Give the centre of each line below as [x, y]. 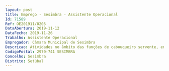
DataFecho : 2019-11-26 [29, 33]
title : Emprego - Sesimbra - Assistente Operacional [62, 14]
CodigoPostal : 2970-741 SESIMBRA [40, 51]
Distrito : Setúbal [24, 61]
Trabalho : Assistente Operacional [41, 38]
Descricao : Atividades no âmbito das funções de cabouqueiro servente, [82, 47]
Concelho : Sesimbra [26, 56]
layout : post [19, 10]
